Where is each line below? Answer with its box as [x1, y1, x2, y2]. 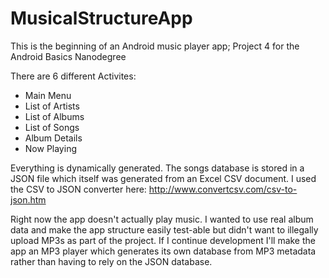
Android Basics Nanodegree [10, 50, 127, 62]
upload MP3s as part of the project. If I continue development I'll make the [10, 234, 316, 246]
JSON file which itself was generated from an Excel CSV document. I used [10, 172, 317, 184]
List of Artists [24, 100, 80, 112]
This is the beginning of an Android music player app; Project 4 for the [10, 40, 300, 52]
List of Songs [24, 121, 80, 133]
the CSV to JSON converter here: [10, 183, 147, 195]
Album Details [24, 132, 83, 144]
